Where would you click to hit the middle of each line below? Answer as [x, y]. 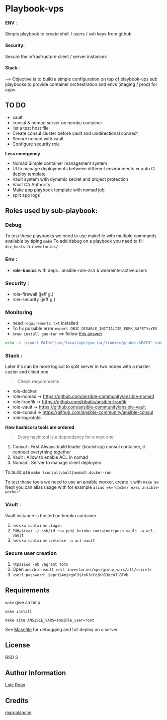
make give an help [23, 602]
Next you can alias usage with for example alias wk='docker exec [73, 487]
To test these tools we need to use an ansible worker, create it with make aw [82, 482]
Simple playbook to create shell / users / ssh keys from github [68, 34]
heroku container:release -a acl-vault [54, 540]
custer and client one [27, 372]
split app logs [26, 195]
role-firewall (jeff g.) [33, 294]
